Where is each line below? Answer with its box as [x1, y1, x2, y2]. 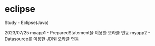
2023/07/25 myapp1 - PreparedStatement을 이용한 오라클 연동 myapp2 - [4, 29, 151, 35]
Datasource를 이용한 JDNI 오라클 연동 [4, 36, 79, 42]
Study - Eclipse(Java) [4, 20, 49, 25]
